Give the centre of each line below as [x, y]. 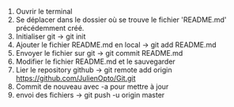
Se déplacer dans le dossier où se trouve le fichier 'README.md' [121, 20]
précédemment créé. [50, 28]
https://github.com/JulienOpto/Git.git [75, 78]
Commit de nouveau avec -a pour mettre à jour [92, 87]
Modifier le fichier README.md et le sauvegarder [95, 61]
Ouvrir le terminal [44, 11]
